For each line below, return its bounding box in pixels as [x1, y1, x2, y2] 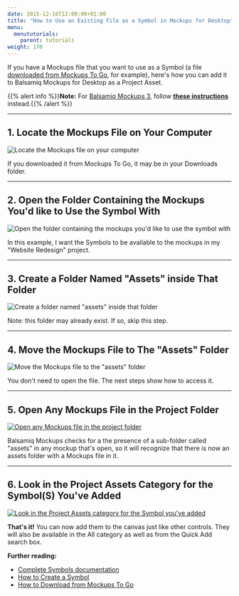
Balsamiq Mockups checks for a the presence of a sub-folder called [7, 437, 207, 445]
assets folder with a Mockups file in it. [7, 452, 119, 460]
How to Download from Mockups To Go [17, 580, 134, 589]
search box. [7, 538, 43, 546]
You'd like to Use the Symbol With [7, 206, 161, 218]
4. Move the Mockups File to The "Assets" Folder [7, 344, 229, 356]
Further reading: [7, 551, 57, 560]
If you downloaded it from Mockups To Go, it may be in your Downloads [7, 159, 218, 168]
